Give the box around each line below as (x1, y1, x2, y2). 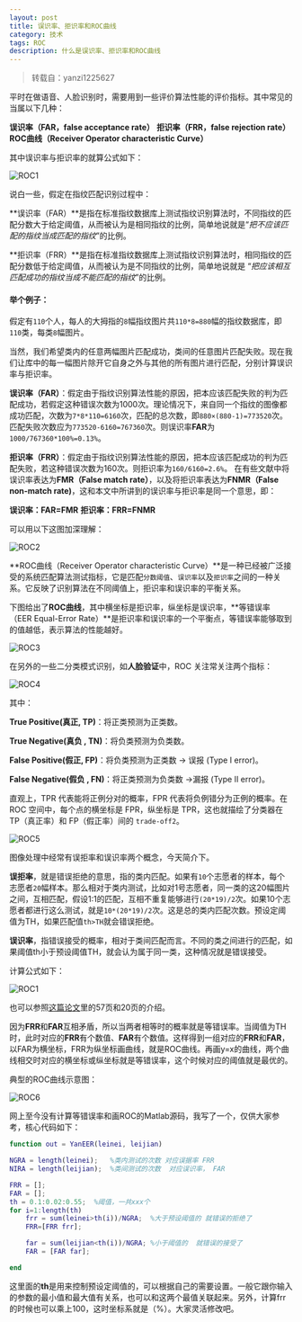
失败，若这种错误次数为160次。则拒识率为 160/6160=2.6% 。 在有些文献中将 (16, 463, 290, 474)
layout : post (9, 13, 58, 22)
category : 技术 (9, 30, 64, 39)
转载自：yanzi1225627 (31, 73, 115, 84)
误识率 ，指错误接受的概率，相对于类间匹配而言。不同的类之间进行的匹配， (9, 935, 285, 946)
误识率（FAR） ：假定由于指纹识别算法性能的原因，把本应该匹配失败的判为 (9, 388, 280, 398)
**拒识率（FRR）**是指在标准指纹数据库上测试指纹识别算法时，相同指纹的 (9, 249, 285, 261)
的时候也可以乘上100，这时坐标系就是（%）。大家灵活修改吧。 (9, 1303, 240, 1314)
